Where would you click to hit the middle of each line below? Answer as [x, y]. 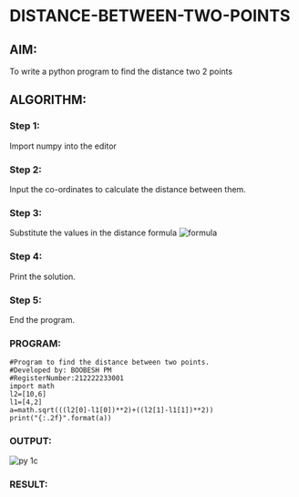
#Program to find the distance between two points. [109, 362]
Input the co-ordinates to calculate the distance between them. [128, 189]
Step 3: [26, 212]
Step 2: [26, 170]
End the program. [42, 319]
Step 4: [26, 256]
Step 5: [26, 300]
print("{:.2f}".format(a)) [61, 419]
